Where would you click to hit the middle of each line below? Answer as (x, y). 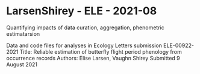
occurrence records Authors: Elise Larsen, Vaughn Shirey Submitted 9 (93, 58)
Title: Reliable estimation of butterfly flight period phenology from (101, 51)
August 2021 (22, 64)
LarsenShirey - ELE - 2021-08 (82, 11)
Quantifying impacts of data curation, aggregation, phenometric (85, 27)
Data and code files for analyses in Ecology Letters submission (84, 45)
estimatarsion (23, 33)
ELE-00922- (179, 45)
